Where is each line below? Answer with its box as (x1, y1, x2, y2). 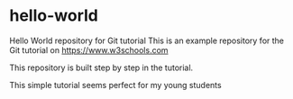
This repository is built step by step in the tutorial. (9, 62, 194, 73)
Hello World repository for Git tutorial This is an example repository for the (9, 35, 285, 46)
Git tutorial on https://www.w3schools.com (9, 44, 169, 55)
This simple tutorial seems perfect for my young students (9, 79, 223, 90)
